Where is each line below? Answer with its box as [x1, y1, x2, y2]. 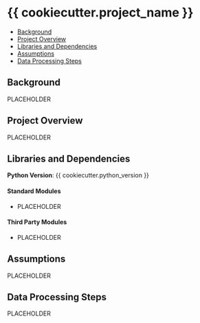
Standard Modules [7, 187, 61, 195]
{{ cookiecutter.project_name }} [7, 5, 194, 21]
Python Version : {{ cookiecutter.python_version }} [7, 171, 150, 179]
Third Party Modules [7, 218, 67, 226]
